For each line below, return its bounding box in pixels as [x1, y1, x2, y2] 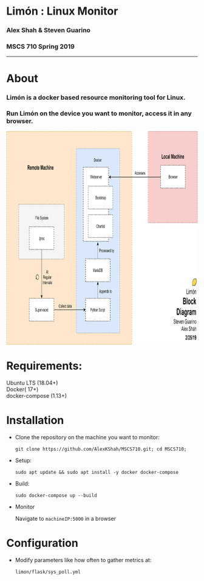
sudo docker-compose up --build [15, 492, 97, 498]
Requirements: [6, 359, 83, 372]
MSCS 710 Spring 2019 [6, 43, 75, 51]
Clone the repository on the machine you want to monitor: [15, 433, 160, 440]
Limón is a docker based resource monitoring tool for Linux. [6, 93, 186, 102]
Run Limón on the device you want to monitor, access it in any [6, 110, 192, 118]
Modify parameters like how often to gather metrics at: [15, 556, 152, 563]
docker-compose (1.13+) [6, 392, 67, 399]
